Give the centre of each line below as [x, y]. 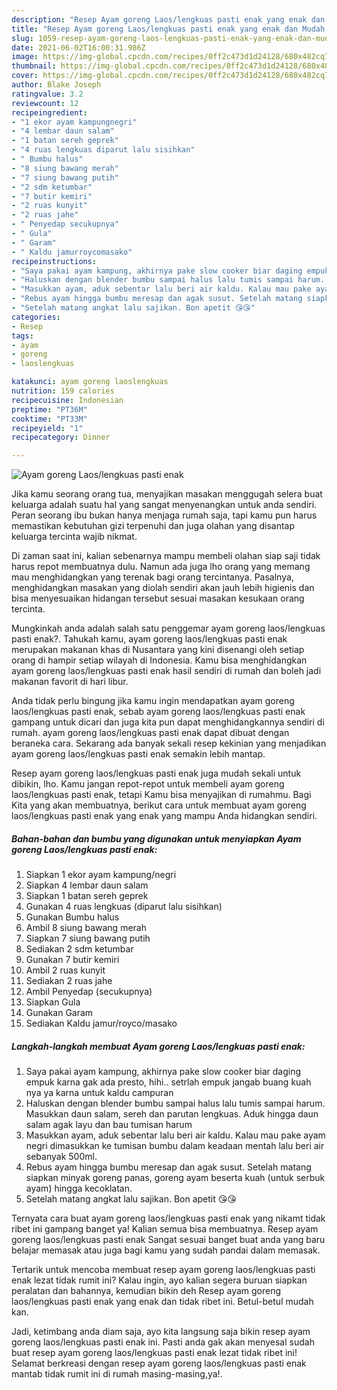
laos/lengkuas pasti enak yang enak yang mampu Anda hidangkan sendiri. [164, 816]
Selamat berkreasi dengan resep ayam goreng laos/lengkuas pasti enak [159, 1363]
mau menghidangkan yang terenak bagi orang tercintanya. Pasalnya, [152, 577]
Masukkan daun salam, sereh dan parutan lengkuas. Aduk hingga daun [172, 1114]
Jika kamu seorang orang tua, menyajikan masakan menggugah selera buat [167, 494]
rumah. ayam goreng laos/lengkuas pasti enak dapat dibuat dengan [150, 733]
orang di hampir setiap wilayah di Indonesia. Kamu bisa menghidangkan [159, 660]
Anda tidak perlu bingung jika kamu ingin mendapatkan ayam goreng [153, 701]
